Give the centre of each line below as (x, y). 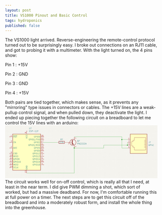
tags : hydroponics (23, 20)
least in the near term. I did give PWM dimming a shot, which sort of (73, 187)
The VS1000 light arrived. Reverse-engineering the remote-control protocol (80, 40)
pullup (11, 113)
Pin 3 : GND (17, 84)
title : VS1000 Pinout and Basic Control (46, 15)
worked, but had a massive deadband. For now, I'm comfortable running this (81, 192)
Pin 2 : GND (17, 74)
